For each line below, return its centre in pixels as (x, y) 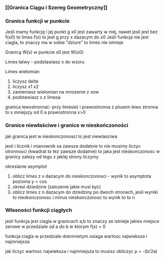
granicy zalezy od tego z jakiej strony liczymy (52, 156)
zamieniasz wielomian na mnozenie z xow (55, 92)
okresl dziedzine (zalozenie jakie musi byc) (56, 186)
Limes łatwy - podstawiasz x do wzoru (45, 62)
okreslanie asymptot (26, 166)
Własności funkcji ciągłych (39, 210)
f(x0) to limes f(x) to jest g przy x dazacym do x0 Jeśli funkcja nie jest (77, 37)
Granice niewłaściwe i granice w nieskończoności (67, 125)
